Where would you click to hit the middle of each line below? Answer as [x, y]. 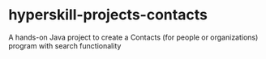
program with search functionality [65, 45]
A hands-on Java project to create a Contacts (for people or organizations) [133, 37]
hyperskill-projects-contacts [108, 15]
